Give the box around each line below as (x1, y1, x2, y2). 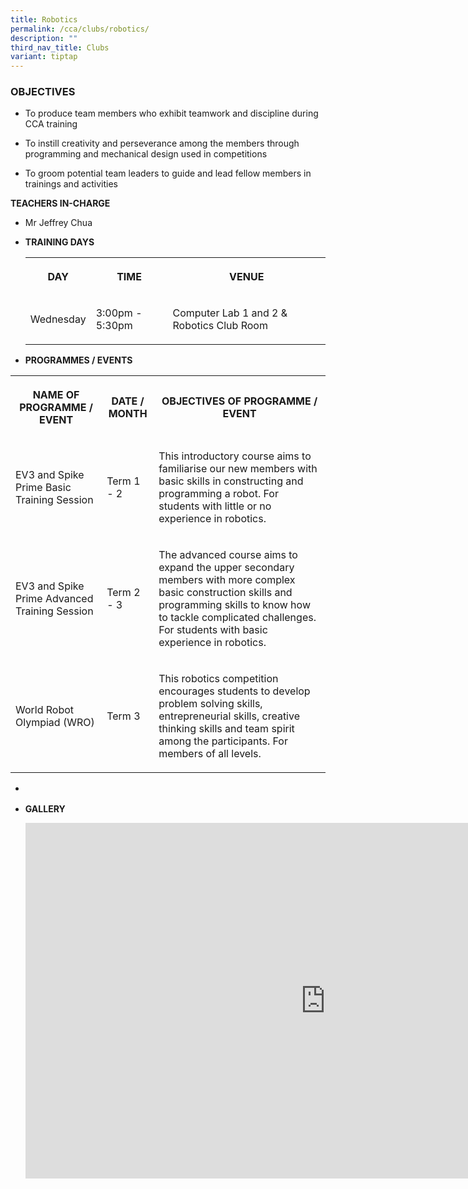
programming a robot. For (158, 487, 279, 501)
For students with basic (158, 623, 268, 637)
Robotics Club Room (172, 319, 268, 333)
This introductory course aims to (158, 449, 312, 463)
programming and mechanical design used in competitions (24, 148, 268, 160)
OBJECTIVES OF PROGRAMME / (161, 394, 318, 408)
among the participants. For (158, 734, 288, 748)
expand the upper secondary (158, 561, 295, 575)
